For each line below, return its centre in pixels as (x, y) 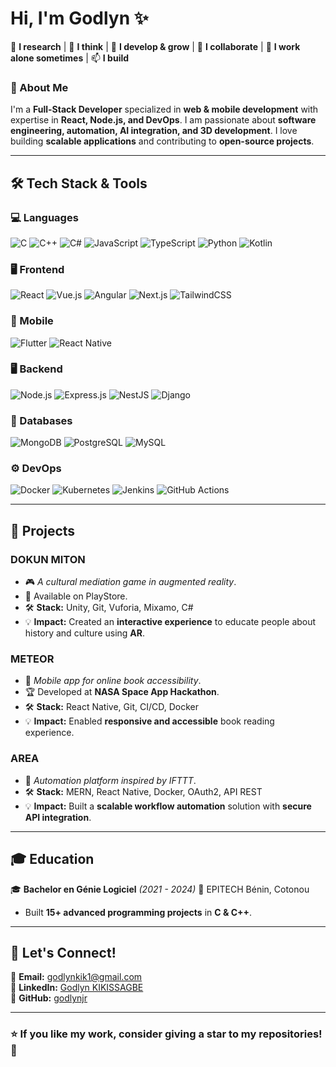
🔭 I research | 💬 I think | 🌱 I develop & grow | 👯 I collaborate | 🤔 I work (155, 46)
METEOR (32, 659)
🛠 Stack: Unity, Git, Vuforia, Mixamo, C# (109, 608)
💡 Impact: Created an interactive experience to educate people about (170, 622)
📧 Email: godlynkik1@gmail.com (76, 977)
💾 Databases (41, 420)
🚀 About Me (39, 87)
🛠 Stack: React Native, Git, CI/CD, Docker (111, 707)
